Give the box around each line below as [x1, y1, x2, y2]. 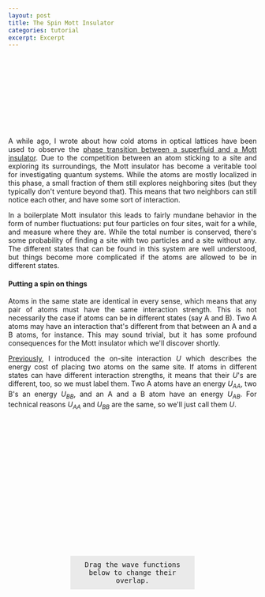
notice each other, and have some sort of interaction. [8, 195, 181, 205]
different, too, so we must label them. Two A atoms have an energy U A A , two [8, 379, 257, 391]
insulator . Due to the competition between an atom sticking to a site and [8, 153, 257, 163]
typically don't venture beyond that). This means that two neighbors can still [8, 187, 257, 196]
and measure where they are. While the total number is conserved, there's [8, 227, 257, 237]
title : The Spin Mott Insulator [8, 19, 114, 27]
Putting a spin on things [8, 278, 88, 289]
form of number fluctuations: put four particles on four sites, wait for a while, [8, 219, 257, 229]
